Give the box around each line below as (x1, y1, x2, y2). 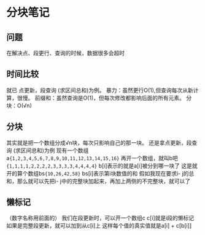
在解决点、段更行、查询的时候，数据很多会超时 (6, 50, 125, 56)
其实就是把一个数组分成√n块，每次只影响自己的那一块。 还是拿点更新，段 (6, 139, 192, 146)
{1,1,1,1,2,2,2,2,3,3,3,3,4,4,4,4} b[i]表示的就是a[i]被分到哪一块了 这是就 (6, 162, 198, 169)
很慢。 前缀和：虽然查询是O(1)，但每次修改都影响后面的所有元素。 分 (17, 94, 192, 101)
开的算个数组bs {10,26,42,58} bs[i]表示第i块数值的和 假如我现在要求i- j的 (6, 169, 189, 177)
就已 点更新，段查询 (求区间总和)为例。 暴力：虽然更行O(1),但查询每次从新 (6, 87, 193, 94)
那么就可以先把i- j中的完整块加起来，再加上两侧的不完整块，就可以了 (17, 177, 191, 185)
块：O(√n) (6, 102, 33, 109)
